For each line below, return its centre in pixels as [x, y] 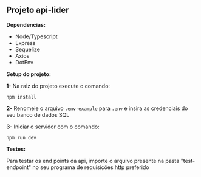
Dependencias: [26, 24]
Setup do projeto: [29, 74]
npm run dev [21, 137]
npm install [21, 97]
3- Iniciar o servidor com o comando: [53, 127]
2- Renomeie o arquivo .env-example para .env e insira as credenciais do [97, 108]
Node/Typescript [36, 36]
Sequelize [28, 49]
